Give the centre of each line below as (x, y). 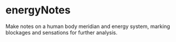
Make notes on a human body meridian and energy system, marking (88, 26)
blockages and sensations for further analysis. (62, 32)
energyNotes (38, 10)
